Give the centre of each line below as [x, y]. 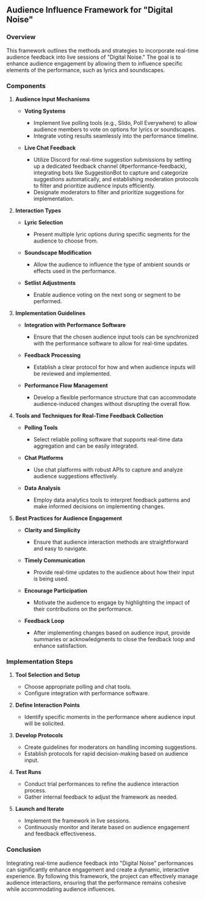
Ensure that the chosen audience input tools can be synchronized [116, 337]
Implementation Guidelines [50, 313]
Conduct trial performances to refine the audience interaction [101, 784]
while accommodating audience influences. [61, 889]
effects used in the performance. [75, 271]
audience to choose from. [66, 241]
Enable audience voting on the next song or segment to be [107, 295]
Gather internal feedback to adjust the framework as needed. [101, 797]
